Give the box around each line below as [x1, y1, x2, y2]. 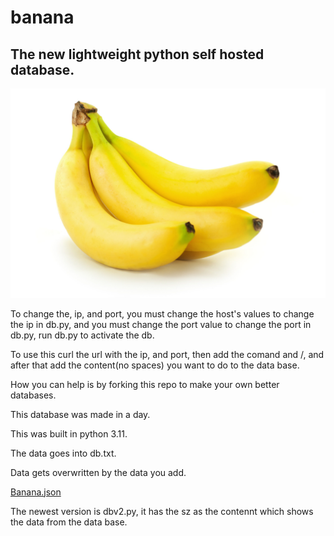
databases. [10, 389, 57, 401]
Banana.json [10, 486, 62, 498]
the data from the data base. [10, 516, 128, 528]
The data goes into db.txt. [10, 447, 117, 459]
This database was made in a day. [10, 408, 151, 420]
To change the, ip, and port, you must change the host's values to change [10, 307, 315, 320]
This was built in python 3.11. [10, 427, 128, 440]
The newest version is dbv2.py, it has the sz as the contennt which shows [10, 505, 314, 517]
